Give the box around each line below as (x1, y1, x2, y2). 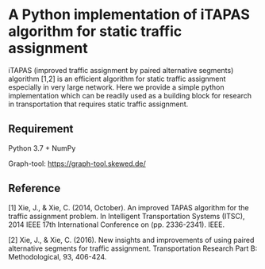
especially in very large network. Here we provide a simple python (8, 82, 225, 92)
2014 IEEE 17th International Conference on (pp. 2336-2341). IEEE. (8, 220, 225, 229)
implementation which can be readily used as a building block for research (8, 90, 252, 100)
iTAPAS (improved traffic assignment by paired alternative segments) (8, 65, 234, 75)
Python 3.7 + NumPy (8, 143, 76, 152)
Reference (8, 182, 61, 195)
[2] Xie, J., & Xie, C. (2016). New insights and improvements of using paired (8, 235, 255, 244)
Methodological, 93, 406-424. (8, 252, 107, 261)
